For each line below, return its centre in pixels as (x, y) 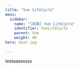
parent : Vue (26, 33)
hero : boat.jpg (21, 42)
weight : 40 (25, 38)
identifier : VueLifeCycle (41, 28)
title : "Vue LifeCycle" (30, 10)
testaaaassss (19, 61)
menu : (11, 14)
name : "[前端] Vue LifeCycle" (45, 24)
